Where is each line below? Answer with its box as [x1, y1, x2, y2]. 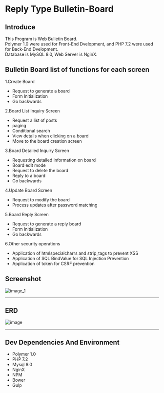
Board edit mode [12, 162, 46, 168]
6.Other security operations [5, 240, 61, 246]
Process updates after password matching [12, 202, 98, 208]
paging [12, 122, 27, 128]
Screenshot [5, 275, 41, 283]
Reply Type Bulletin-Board [5, 3, 114, 15]
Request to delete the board [12, 167, 68, 173]
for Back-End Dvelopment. [5, 46, 59, 52]
